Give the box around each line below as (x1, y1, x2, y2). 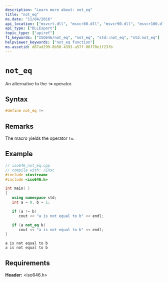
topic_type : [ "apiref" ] (5, 30, 55, 35)
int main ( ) (5, 186, 30, 191)
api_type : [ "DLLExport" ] (5, 26, 57, 31)
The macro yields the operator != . (5, 135, 75, 141)
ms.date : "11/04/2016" (5, 16, 52, 21)
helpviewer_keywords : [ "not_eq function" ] (5, 40, 95, 45)
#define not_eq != (5, 108, 43, 113)
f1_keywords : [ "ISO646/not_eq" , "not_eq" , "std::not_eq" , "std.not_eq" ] (5, 35, 160, 40)
